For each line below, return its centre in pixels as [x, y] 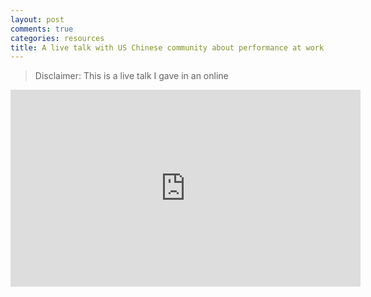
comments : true [42, 29]
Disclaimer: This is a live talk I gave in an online [131, 76]
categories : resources [57, 38]
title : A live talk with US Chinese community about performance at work [167, 47]
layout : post [37, 19]
